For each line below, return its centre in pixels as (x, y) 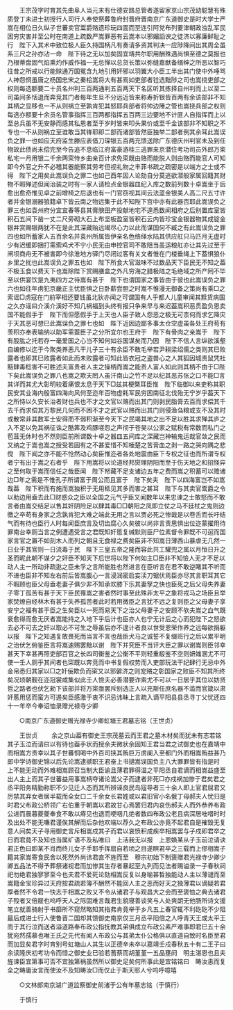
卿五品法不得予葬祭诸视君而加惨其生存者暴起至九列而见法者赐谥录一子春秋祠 (116, 866)
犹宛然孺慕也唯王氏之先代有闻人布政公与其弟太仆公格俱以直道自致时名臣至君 (116, 935)
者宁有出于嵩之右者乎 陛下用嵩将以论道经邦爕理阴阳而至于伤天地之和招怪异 (116, 462)
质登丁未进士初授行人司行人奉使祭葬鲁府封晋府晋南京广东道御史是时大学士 (113, 19)
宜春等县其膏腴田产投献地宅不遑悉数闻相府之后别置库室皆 (144, 210)
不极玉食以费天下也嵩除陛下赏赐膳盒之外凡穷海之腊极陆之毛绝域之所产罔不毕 (116, 271)
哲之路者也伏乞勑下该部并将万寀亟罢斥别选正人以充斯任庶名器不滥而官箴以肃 (116, 688)
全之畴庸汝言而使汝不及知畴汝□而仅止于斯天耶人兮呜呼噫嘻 (92, 970)
